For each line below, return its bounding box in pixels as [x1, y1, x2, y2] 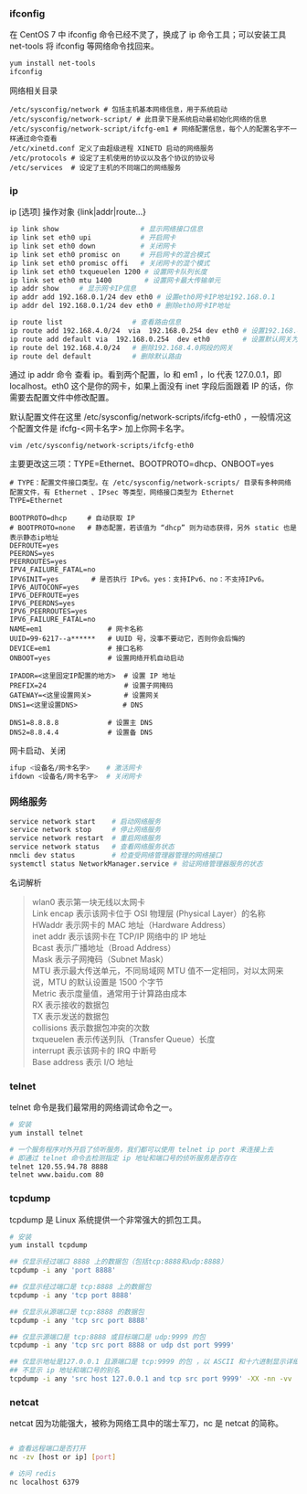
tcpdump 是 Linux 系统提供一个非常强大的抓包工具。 [9, 1214, 207, 1225]
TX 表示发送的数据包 [31, 1010, 110, 1021]
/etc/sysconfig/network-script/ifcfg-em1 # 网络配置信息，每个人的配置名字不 [9, 124, 291, 134]
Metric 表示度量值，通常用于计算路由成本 [31, 987, 187, 998]
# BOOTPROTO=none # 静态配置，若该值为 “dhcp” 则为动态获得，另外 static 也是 [9, 524, 297, 533]
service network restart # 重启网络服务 [9, 834, 162, 843]
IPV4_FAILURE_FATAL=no [9, 565, 96, 574]
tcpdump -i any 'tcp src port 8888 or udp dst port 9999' [9, 1340, 235, 1350]
